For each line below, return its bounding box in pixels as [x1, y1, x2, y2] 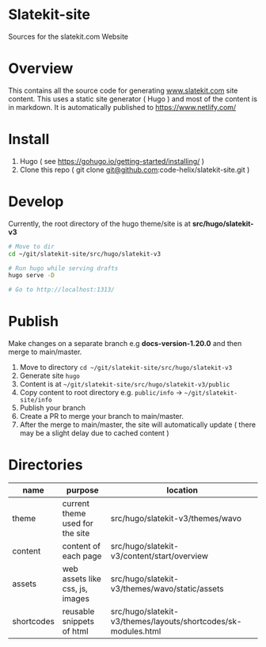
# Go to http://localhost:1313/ [8, 286, 115, 294]
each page [62, 550, 102, 561]
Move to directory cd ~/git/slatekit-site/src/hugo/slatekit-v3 [19, 363, 233, 372]
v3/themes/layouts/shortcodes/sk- [110, 616, 242, 626]
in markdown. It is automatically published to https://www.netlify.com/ [8, 102, 237, 112]
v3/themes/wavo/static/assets [110, 584, 224, 594]
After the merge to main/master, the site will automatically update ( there [19, 420, 256, 429]
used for [62, 518, 93, 528]
